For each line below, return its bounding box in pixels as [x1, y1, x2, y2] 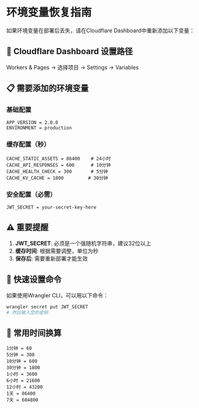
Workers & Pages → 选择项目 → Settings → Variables [6, 63, 139, 71]
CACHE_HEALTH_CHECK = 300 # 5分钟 [6, 168, 108, 175]
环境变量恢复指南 [6, 5, 93, 19]
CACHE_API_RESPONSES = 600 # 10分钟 [6, 162, 111, 168]
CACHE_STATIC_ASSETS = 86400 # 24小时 [6, 156, 111, 162]
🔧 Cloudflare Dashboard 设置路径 [6, 46, 133, 57]
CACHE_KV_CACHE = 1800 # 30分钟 [6, 175, 108, 181]
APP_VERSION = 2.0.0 [6, 120, 59, 126]
